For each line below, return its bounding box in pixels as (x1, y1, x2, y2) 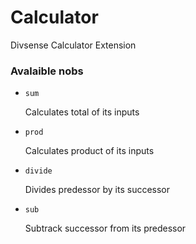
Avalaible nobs (10, 64, 84, 78)
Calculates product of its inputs (24, 145, 155, 157)
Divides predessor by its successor (24, 184, 171, 196)
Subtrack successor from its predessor (24, 222, 187, 235)
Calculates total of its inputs (24, 106, 140, 118)
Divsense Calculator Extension (10, 39, 137, 51)
